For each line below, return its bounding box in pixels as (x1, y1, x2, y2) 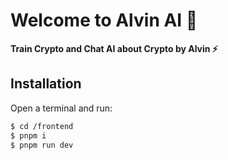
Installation (10, 75, 82, 93)
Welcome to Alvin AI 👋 (10, 9, 198, 32)
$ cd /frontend (10, 121, 74, 131)
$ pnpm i (10, 130, 47, 141)
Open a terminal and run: (10, 102, 113, 114)
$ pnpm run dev (10, 140, 74, 150)
